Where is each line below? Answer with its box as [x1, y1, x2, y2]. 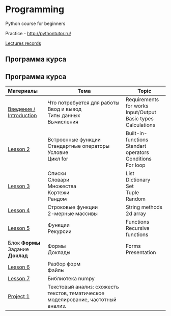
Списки [47, 170, 66, 177]
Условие [47, 149, 69, 156]
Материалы [8, 88, 38, 95]
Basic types [125, 115, 154, 122]
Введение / [8, 106, 36, 113]
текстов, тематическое [47, 289, 105, 297]
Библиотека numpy [47, 275, 95, 282]
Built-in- [125, 130, 148, 137]
